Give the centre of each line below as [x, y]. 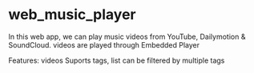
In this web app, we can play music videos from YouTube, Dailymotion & [127, 36]
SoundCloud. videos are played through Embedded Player [104, 44]
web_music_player [72, 15]
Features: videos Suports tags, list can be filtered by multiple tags [117, 60]
